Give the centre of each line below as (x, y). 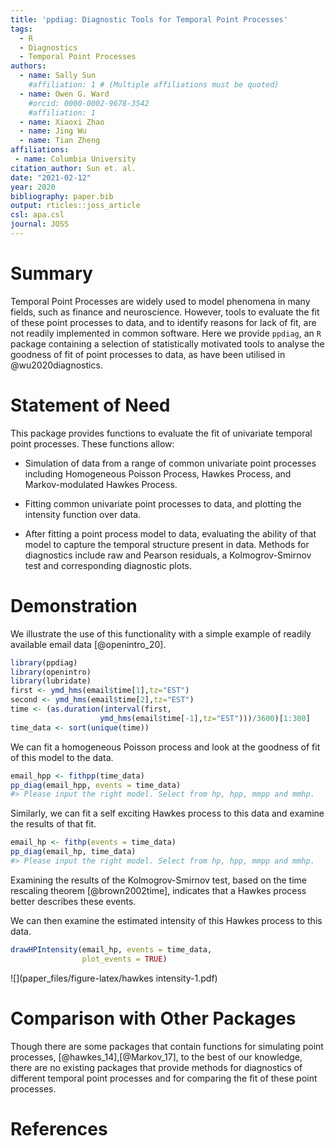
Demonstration (74, 605)
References (59, 1128)
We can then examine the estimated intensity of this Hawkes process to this (166, 920)
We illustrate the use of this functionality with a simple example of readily (161, 633)
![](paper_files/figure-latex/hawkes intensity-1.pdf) (114, 978)
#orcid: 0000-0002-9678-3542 (89, 103)
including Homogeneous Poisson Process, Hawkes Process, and (158, 473)
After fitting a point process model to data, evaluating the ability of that (170, 533)
